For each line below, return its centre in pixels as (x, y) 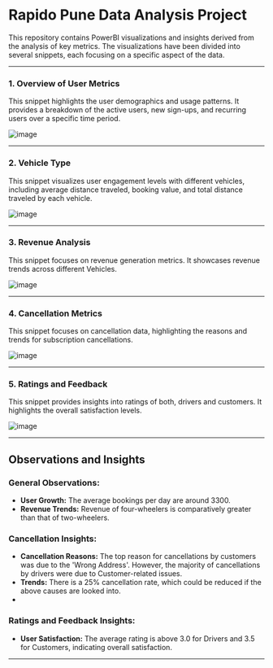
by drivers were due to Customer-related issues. (101, 574)
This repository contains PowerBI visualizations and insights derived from (131, 37)
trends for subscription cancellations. (71, 340)
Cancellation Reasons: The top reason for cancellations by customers (138, 557)
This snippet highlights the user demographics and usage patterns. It (124, 101)
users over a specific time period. (65, 119)
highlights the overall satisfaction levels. (75, 410)
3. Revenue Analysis (50, 242)
